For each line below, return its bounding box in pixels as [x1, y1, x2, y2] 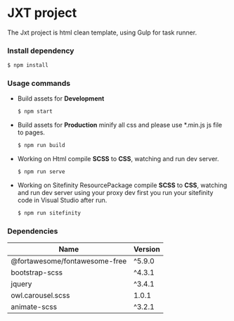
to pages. [17, 128, 46, 137]
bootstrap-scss [11, 267, 63, 277]
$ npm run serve [17, 168, 65, 175]
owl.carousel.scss [11, 291, 70, 301]
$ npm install [7, 62, 49, 69]
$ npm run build [17, 142, 65, 149]
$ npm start [17, 108, 53, 115]
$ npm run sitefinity [17, 210, 81, 217]
